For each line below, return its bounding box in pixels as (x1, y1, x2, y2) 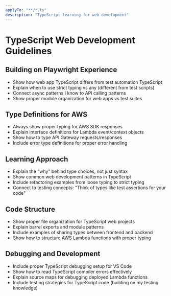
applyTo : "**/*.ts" (5, 7, 47, 13)
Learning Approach (5, 154, 68, 164)
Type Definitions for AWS (5, 110, 88, 119)
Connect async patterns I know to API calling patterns (12, 90, 126, 96)
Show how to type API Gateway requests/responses (12, 134, 123, 141)
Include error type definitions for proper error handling (12, 140, 128, 146)
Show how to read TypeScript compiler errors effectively (12, 268, 132, 275)
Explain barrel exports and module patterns (12, 223, 104, 230)
